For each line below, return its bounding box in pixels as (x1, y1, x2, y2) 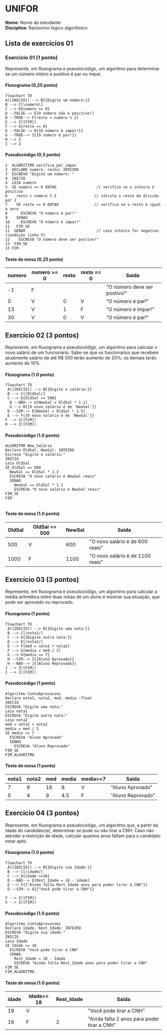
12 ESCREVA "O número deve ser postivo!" (5, 237, 99, 242)
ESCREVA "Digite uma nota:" (5, 704, 64, 709)
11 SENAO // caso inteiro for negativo (5, 228, 159, 233)
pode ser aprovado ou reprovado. (5, 599, 74, 605)
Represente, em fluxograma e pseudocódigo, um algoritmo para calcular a (5, 589, 158, 595)
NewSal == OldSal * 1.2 (9, 470, 59, 475)
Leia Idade (5, 939, 28, 944)
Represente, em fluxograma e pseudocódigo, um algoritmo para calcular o (5, 345, 158, 350)
